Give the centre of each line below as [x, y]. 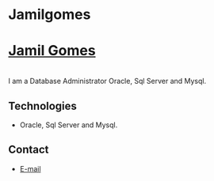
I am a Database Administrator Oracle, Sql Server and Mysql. [107, 81]
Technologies [43, 106]
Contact [29, 150]
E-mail [30, 168]
